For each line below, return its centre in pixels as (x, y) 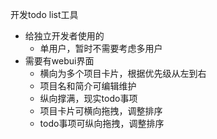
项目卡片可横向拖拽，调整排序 (101, 111)
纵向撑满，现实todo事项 (88, 98)
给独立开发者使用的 (64, 36)
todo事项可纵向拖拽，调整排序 (102, 123)
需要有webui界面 (59, 61)
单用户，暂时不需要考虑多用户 (101, 48)
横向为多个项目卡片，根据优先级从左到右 (123, 73)
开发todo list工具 (44, 14)
